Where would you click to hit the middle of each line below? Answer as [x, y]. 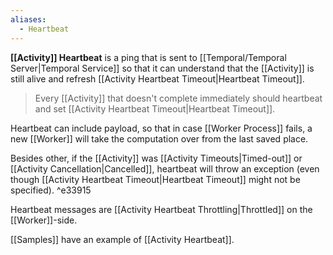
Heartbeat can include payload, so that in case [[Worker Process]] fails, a [161, 128]
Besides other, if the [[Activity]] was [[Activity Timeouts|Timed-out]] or [156, 158]
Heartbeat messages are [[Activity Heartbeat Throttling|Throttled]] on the [161, 209]
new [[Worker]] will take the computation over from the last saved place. [159, 138]
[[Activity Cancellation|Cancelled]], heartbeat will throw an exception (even [165, 168]
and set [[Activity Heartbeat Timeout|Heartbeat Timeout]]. [155, 108]
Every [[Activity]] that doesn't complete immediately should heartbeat [178, 98]
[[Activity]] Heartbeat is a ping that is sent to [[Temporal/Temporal [148, 57]
